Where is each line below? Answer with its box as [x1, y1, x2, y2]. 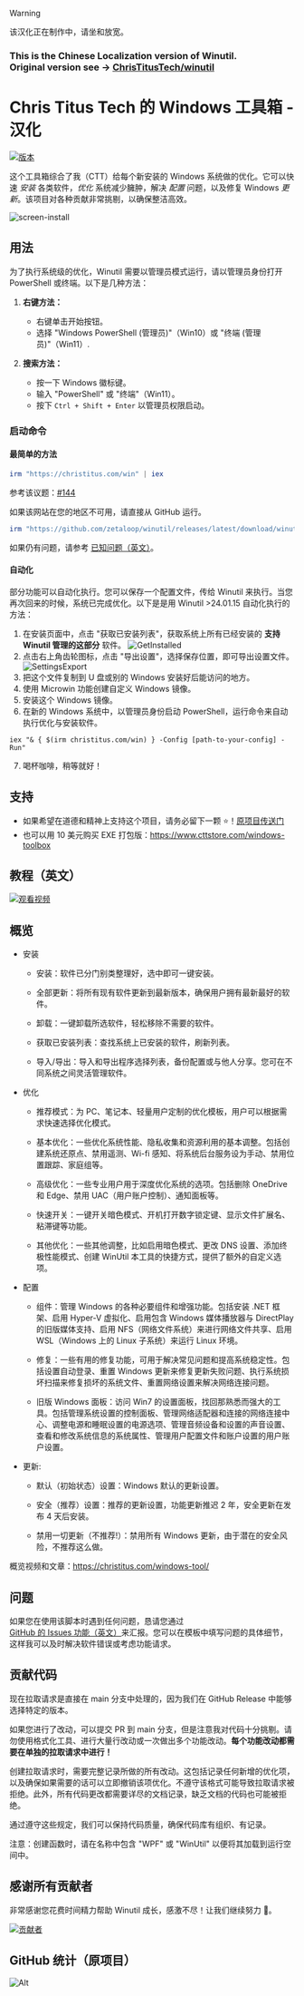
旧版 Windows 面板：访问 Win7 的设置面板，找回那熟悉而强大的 [35, 1397, 273, 1407]
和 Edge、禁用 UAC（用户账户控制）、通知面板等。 [35, 1190, 223, 1201]
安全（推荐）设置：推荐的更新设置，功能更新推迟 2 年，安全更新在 [35, 1500, 284, 1511]
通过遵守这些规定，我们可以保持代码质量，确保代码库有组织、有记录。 [9, 1818, 271, 1830]
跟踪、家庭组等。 [43, 1160, 109, 1171]
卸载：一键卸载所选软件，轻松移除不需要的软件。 [35, 1017, 219, 1028]
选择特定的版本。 [9, 1704, 73, 1715]
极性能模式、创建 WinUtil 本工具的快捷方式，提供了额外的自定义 [35, 1251, 274, 1262]
